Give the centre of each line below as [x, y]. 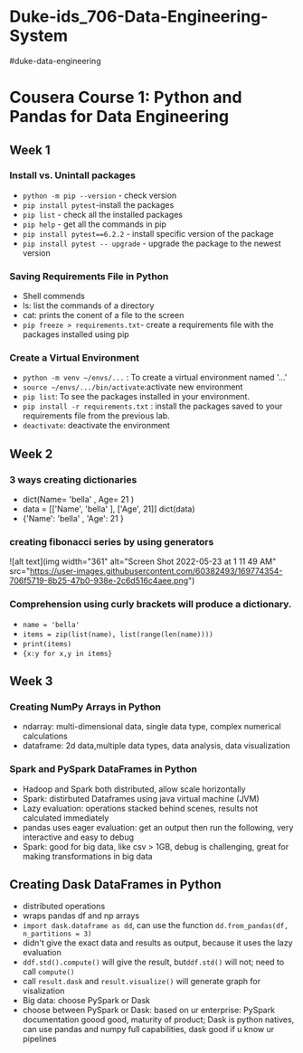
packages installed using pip [76, 334]
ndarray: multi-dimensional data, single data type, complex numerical [152, 727]
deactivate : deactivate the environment [96, 426]
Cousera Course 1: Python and [126, 98]
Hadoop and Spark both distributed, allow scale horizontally [134, 789]
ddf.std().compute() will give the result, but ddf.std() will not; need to [153, 962]
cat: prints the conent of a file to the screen [103, 315]
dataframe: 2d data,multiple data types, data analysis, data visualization [156, 746]
